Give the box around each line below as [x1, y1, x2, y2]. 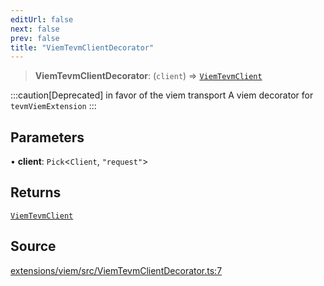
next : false [10, 24, 60, 34]
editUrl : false [10, 14, 74, 25]
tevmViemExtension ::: [10, 100, 97, 112]
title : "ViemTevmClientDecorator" [10, 42, 155, 53]
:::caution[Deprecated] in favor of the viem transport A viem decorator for [10, 89, 314, 101]
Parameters [10, 129, 85, 146]
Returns [10, 184, 62, 201]
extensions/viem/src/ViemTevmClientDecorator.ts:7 [10, 264, 223, 276]
